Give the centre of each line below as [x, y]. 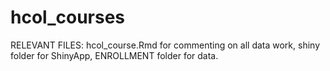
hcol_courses [68, 17]
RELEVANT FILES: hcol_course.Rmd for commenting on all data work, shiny [165, 45]
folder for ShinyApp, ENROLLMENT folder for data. [114, 55]
